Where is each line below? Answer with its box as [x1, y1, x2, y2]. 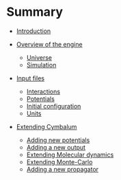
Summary [6, 4, 63, 20]
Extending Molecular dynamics [26, 150, 114, 159]
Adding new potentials [26, 135, 90, 144]
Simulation [26, 60, 57, 69]
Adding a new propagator [26, 165, 99, 173]
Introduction [16, 27, 51, 35]
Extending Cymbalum [16, 122, 77, 131]
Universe [26, 53, 53, 62]
